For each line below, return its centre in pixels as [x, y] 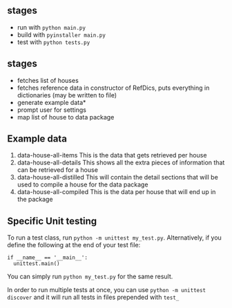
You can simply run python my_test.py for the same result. [90, 277]
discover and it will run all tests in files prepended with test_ [93, 297]
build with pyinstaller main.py [61, 35]
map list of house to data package [66, 117]
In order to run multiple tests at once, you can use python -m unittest [107, 290]
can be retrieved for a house [58, 170]
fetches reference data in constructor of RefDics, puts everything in [113, 88]
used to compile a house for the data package [83, 184]
